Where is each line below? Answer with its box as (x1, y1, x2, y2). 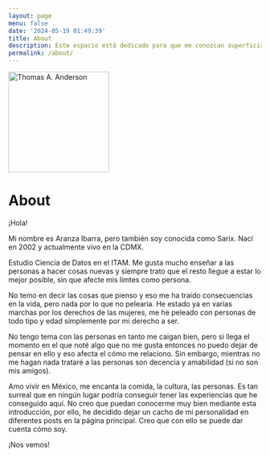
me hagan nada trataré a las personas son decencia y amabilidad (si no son (8, 357, 259, 367)
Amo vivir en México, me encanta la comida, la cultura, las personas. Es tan (8, 381, 259, 391)
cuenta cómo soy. (8, 424, 67, 434)
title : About (8, 34, 52, 43)
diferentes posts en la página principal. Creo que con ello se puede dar (8, 415, 243, 425)
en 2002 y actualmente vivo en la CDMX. (8, 242, 145, 252)
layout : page (8, 11, 52, 20)
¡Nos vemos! (8, 439, 51, 449)
